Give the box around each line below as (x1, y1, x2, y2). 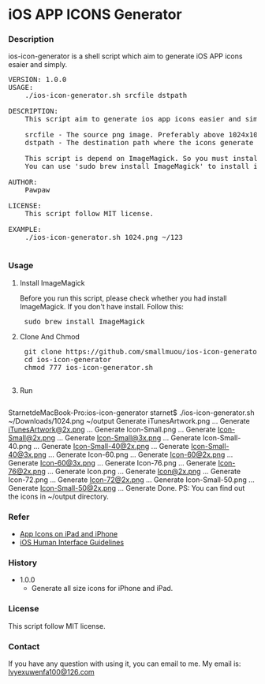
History (8, 558, 38, 568)
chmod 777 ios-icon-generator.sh (24, 363, 154, 372)
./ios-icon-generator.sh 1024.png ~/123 (24, 233, 184, 242)
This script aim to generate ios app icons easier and (24, 114, 242, 124)
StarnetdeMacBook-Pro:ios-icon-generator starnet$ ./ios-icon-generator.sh (8, 408, 255, 417)
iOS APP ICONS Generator (8, 6, 183, 24)
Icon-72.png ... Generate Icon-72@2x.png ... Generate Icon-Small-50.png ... (8, 475, 255, 484)
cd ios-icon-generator (24, 355, 112, 364)
